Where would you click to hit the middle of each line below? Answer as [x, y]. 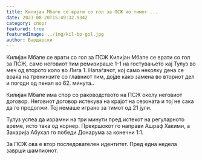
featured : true [25, 29]
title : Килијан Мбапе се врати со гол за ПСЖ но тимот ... [82, 12]
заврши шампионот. [32, 150]
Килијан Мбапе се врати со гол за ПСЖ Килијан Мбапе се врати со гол [98, 57]
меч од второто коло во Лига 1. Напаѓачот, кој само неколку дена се [95, 70]
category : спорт [27, 23]
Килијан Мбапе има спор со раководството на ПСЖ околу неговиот [94, 95]
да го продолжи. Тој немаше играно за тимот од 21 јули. [79, 108]
